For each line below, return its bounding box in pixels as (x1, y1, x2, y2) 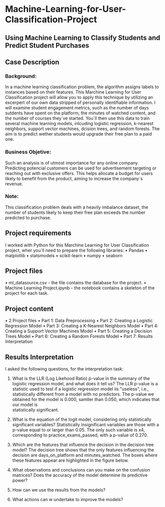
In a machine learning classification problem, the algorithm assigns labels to (5, 84, 159, 90)
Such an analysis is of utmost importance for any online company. (5, 160, 139, 166)
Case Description (5, 58, 60, 66)
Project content (5, 304, 54, 313)
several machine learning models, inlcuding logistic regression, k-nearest (5, 121, 154, 127)
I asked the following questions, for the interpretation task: (5, 366, 124, 372)
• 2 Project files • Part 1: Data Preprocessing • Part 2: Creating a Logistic (5, 318, 153, 324)
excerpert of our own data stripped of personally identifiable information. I (5, 100, 156, 105)
